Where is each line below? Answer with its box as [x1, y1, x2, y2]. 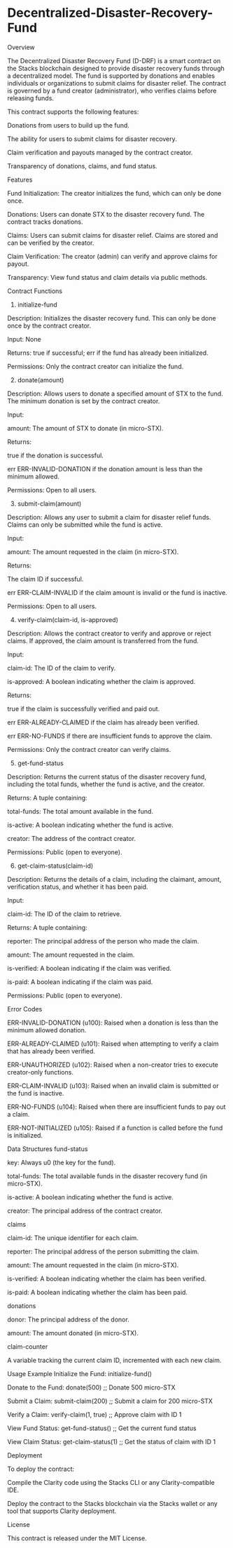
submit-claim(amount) [17, 499, 82, 508]
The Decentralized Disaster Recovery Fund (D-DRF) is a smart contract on [7, 56, 221, 65]
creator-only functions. [7, 1068, 73, 1076]
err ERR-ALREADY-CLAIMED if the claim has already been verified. [7, 718, 199, 727]
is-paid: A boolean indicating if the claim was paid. [7, 977, 153, 986]
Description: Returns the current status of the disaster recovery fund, [7, 772, 206, 781]
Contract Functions [7, 286, 63, 295]
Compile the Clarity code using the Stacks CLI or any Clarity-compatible [7, 1478, 215, 1486]
